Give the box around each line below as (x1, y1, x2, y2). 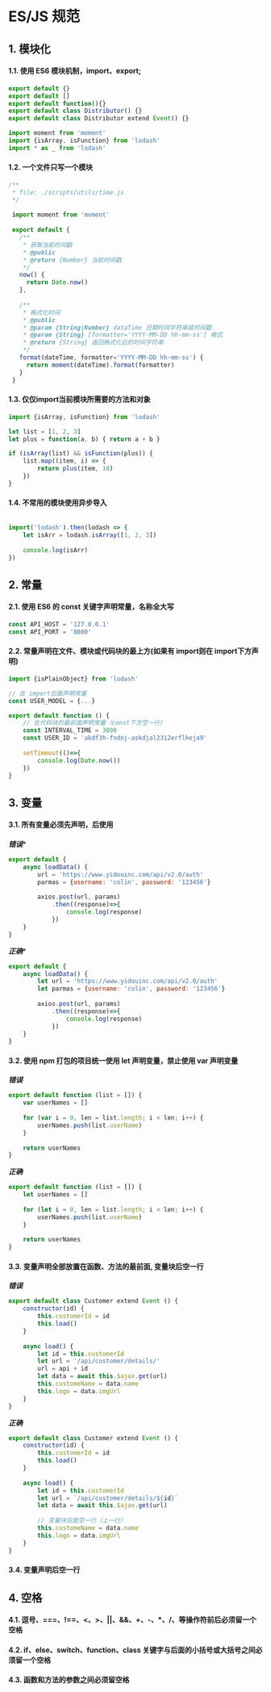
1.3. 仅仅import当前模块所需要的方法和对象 (8, 395, 151, 404)
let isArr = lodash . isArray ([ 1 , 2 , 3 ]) (23, 530, 157, 539)
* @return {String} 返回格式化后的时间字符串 (23, 338, 164, 347)
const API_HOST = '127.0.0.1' (8, 620, 110, 628)
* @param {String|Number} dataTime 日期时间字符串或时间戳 (23, 324, 212, 332)
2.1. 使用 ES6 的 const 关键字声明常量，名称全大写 (8, 602, 175, 612)
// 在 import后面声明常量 (8, 689, 87, 697)
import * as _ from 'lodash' (8, 144, 106, 152)
